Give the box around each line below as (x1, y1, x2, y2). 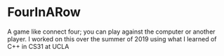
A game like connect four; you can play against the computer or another (7, 27, 216, 36)
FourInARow (7, 4, 81, 20)
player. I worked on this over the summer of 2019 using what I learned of (7, 34, 217, 43)
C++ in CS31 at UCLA (7, 42, 70, 50)
